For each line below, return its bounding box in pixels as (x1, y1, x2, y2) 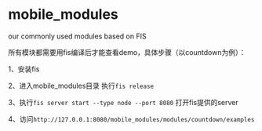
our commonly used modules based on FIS (8, 31, 147, 41)
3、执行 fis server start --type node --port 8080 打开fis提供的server (8, 97, 238, 107)
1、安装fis (8, 64, 40, 74)
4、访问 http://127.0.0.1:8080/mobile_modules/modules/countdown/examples (8, 114, 255, 123)
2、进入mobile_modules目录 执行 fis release (8, 81, 155, 90)
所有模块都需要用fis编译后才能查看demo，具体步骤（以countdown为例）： (8, 47, 246, 56)
